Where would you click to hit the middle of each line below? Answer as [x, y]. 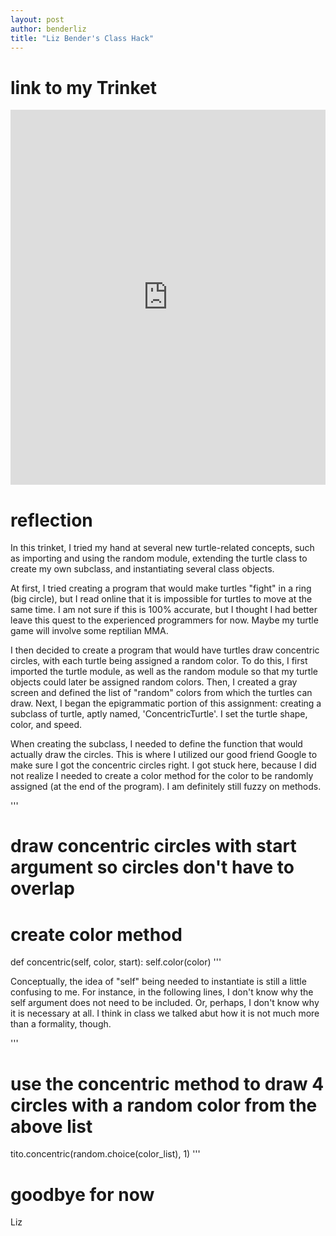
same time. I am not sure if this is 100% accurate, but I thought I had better [164, 610]
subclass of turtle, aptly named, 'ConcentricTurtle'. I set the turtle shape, [159, 714]
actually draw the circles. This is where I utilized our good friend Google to [164, 755]
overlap [42, 888]
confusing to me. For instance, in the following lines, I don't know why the [162, 992]
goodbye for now [82, 1194]
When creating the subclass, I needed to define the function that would [156, 744]
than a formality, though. [61, 1024]
